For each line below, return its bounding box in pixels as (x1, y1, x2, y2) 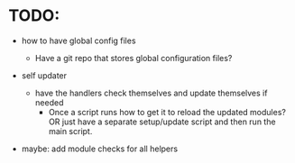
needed (34, 96, 64, 108)
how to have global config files (21, 35, 136, 46)
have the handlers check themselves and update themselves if (34, 87, 268, 98)
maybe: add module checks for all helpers (21, 143, 178, 154)
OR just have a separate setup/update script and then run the (48, 116, 276, 127)
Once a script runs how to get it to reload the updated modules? (48, 106, 286, 117)
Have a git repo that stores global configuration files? (34, 52, 233, 63)
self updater (21, 69, 68, 81)
